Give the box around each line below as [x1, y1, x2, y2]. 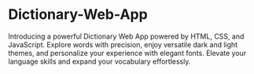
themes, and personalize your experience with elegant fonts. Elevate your [8, 48, 247, 57]
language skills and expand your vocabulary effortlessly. [8, 57, 191, 66]
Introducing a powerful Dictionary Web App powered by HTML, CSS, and [8, 31, 245, 41]
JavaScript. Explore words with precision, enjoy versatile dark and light [8, 39, 238, 49]
